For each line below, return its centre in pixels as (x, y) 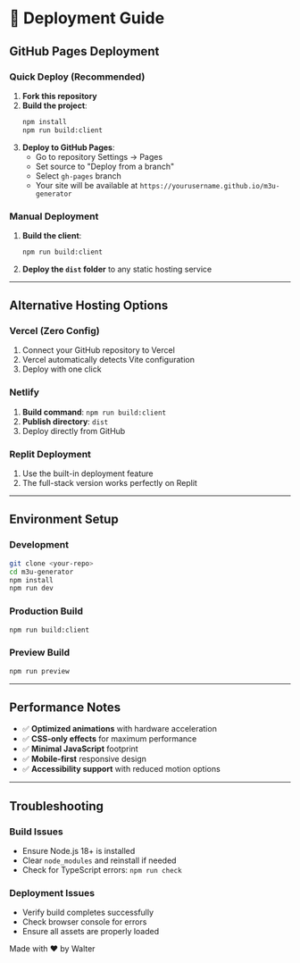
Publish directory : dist (65, 421)
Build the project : (54, 105)
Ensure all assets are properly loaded (91, 932)
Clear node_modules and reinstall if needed (99, 860)
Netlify (25, 392)
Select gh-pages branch (79, 176)
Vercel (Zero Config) (54, 331)
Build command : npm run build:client (94, 412)
